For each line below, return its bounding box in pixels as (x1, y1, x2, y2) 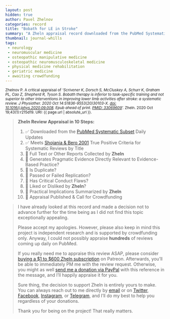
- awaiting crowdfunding (7, 74, 60, 79)
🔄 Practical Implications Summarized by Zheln (25, 188, 122, 195)
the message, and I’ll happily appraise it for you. (17, 272, 118, 278)
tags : (5, 41, 17, 46)
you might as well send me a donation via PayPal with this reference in (17, 266, 164, 272)
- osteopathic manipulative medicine (7, 54, 87, 60)
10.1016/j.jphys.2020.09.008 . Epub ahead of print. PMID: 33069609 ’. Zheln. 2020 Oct (5, 105, 153, 110)
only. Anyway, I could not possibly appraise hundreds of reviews (17, 235, 153, 241)
